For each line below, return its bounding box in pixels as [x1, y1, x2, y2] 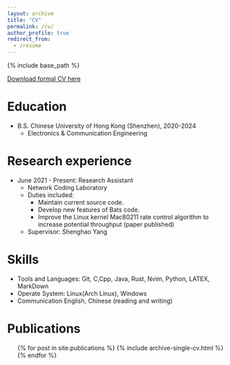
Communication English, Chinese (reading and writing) [17, 297, 173, 305]
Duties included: [27, 191, 75, 199]
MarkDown [17, 281, 49, 290]
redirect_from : [7, 36, 51, 43]
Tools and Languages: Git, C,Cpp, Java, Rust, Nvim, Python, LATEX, [17, 274, 210, 283]
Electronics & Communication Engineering [27, 129, 148, 137]
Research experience [7, 153, 132, 169]
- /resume [13, 42, 41, 49]
